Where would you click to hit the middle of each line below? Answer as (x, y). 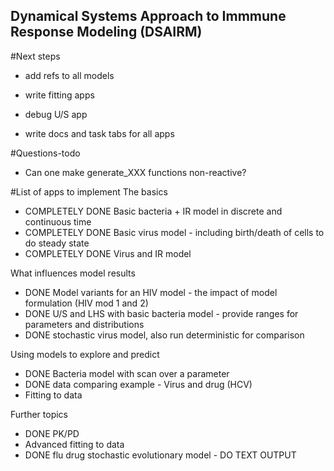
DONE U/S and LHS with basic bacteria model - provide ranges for (161, 313)
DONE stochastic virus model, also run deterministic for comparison (164, 335)
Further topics (39, 414)
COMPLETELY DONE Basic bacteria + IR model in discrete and (153, 211)
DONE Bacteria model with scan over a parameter (127, 373)
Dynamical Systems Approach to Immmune (148, 16)
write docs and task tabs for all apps (99, 133)
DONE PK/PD (52, 433)
